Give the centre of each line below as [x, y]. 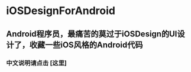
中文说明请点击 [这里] [36, 63]
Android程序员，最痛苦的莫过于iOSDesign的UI [92, 34]
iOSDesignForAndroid [61, 11]
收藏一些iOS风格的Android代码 [86, 45]
